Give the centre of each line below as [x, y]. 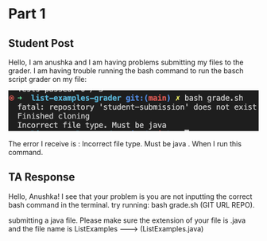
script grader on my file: [48, 79]
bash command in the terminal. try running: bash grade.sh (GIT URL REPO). [132, 204]
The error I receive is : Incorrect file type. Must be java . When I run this [125, 143]
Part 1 [27, 14]
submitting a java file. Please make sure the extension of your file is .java [127, 220]
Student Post [41, 43]
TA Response [42, 177]
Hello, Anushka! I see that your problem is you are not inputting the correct [130, 196]
